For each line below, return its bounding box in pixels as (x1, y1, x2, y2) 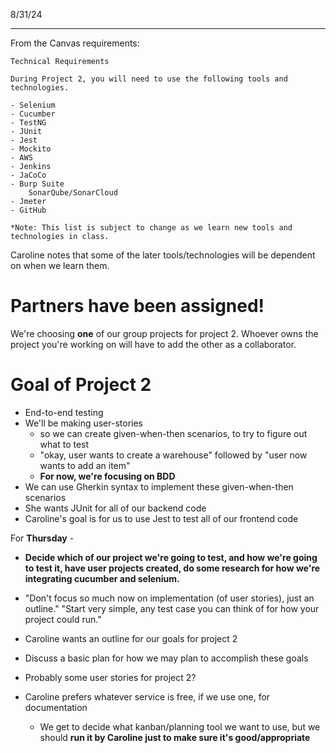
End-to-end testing (24, 406, 104, 418)
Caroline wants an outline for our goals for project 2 (24, 632, 238, 644)
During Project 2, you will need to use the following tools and (10, 74, 288, 84)
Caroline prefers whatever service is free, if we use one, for (24, 690, 271, 703)
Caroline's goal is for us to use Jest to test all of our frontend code (24, 512, 299, 524)
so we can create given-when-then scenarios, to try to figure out (39, 427, 308, 439)
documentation (24, 701, 88, 713)
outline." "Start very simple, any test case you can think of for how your (24, 602, 320, 614)
